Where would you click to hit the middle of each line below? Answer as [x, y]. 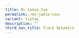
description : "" [22, 23]
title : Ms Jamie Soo [27, 10]
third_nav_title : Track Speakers [40, 28]
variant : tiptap [22, 19]
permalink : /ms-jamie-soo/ [33, 14]
